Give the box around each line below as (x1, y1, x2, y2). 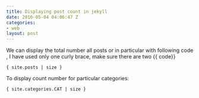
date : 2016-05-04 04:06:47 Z (6, 14, 78, 20)
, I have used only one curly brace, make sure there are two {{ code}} (6, 53, 176, 60)
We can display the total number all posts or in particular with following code (6, 47, 194, 54)
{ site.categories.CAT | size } (6, 86, 86, 92)
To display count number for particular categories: (6, 75, 129, 82)
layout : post (6, 31, 39, 37)
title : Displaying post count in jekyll (6, 8, 108, 15)
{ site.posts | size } (6, 64, 62, 71)
